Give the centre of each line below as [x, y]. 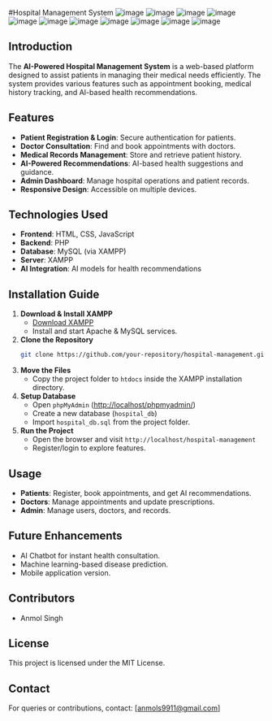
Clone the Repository [56, 340]
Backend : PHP [45, 243]
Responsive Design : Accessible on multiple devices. [108, 189]
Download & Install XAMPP [67, 314]
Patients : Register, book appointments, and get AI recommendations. [136, 493]
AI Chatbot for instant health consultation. [90, 555]
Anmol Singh [41, 618]
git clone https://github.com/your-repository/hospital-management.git [144, 355]
